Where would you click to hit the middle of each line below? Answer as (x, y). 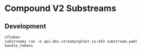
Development (26, 26)
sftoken (12, 37)
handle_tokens (19, 46)
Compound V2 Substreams (61, 8)
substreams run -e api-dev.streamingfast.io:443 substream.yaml (71, 41)
